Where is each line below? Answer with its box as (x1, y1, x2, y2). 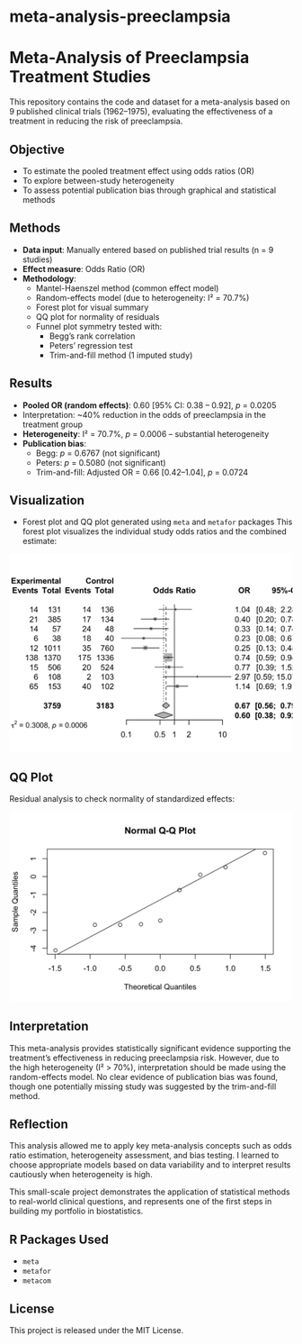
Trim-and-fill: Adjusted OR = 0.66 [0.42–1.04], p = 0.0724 (35, 467, 249, 477)
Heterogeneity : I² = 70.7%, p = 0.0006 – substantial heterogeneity (22, 428, 270, 439)
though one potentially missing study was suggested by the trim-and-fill (9, 1081, 277, 1092)
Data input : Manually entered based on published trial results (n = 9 (22, 244, 274, 255)
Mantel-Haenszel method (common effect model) (35, 282, 219, 294)
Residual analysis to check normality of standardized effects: (9, 794, 235, 804)
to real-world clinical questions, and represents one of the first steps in (9, 1196, 272, 1207)
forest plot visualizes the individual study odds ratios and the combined (22, 526, 288, 537)
